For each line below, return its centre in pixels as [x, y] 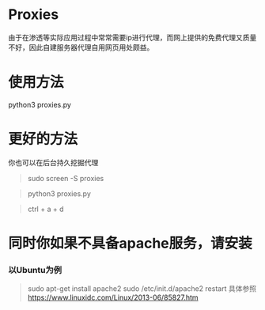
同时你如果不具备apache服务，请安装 [131, 244]
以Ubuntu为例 [35, 270]
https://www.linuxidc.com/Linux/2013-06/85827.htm [113, 297]
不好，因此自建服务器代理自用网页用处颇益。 [81, 47]
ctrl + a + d [45, 209]
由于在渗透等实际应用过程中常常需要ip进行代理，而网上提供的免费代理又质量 [132, 37]
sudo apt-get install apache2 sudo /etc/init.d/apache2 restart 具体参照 [142, 289]
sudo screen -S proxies [66, 178]
